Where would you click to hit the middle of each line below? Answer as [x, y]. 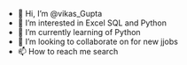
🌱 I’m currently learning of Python [79, 32]
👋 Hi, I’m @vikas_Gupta [60, 14]
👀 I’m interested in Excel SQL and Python [92, 23]
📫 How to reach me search [68, 51]
